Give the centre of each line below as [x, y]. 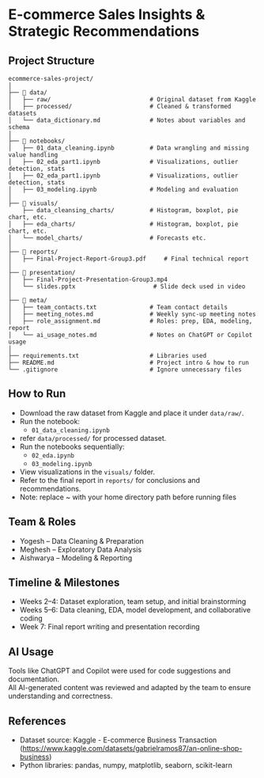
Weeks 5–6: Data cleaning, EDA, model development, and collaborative [135, 610]
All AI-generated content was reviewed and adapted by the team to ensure [130, 688]
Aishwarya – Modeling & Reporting [76, 558]
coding [31, 618]
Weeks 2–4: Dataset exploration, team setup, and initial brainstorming [133, 602]
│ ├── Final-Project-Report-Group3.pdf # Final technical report [128, 259]
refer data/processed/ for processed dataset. [93, 438]
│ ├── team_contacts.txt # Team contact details [118, 307]
